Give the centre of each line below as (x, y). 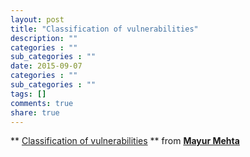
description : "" (44, 38)
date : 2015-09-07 (46, 66)
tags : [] (28, 94)
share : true (35, 112)
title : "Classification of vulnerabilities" (104, 29)
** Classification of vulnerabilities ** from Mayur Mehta (125, 141)
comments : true (42, 103)
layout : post (37, 19)
